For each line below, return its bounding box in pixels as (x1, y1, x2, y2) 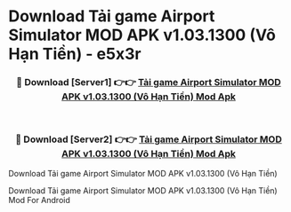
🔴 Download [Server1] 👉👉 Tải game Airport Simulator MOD (16, 76, 281, 89)
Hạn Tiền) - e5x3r (8, 44, 141, 64)
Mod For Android (8, 194, 70, 205)
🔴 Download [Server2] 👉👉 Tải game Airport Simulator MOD (15, 133, 282, 145)
